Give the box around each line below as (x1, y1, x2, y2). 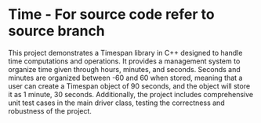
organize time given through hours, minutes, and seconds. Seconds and (8, 64, 241, 74)
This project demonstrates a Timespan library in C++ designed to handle (8, 48, 243, 57)
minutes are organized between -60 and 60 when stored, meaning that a (8, 73, 243, 82)
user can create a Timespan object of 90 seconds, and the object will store (8, 81, 251, 91)
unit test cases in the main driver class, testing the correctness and (8, 98, 225, 107)
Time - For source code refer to (8, 5, 215, 24)
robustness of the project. (8, 106, 92, 115)
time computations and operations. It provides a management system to (8, 56, 241, 66)
